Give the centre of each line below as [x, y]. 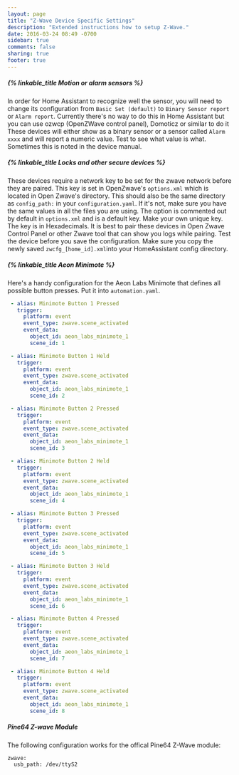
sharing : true [28, 54]
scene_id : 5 [47, 553]
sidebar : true [28, 41]
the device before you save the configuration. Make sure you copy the [110, 241]
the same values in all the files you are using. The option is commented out [117, 211]
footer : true [27, 60]
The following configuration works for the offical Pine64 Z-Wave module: [114, 745]
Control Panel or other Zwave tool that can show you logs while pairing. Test [119, 233]
